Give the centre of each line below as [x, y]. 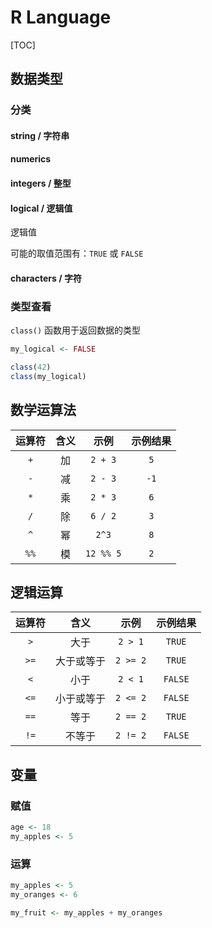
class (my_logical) [48, 376]
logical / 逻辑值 [41, 208]
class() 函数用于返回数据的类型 [76, 330]
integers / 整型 [41, 183]
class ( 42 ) [31, 367]
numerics [31, 159]
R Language [61, 17]
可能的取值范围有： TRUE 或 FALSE [77, 253]
